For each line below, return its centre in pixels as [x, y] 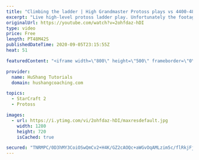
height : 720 [31, 132]
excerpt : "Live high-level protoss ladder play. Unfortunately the [91, 17]
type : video [21, 28]
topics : [16, 93]
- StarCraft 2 [29, 99]
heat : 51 [17, 50]
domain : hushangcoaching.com [47, 83]
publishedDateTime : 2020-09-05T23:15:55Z [58, 45]
